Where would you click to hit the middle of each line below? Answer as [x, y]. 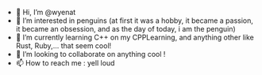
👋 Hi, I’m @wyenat [46, 12]
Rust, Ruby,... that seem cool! [64, 46]
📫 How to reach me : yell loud [65, 63]
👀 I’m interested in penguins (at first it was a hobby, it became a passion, [135, 21]
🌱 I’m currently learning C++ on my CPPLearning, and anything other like [135, 37]
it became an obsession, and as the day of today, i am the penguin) [125, 29]
